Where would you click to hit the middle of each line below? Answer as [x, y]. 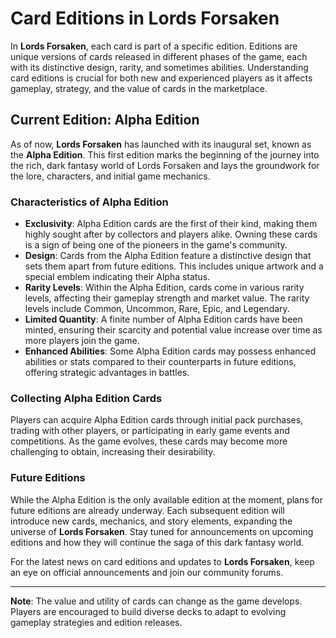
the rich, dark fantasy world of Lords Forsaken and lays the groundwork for [165, 165]
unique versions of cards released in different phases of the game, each [159, 56]
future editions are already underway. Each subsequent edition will [147, 510]
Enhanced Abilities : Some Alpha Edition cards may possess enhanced [170, 351]
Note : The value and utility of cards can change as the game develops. [156, 601]
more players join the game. [82, 341]
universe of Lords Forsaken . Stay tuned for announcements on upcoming [162, 531]
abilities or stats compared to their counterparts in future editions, [160, 362]
